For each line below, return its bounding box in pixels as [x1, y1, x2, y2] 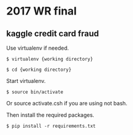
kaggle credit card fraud [6, 28, 99, 39]
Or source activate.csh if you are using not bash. [6, 100, 128, 107]
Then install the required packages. [6, 111, 95, 119]
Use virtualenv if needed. [6, 44, 70, 51]
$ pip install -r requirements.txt [6, 123, 96, 129]
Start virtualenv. [6, 77, 46, 84]
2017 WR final [6, 4, 77, 18]
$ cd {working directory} [6, 67, 71, 73]
